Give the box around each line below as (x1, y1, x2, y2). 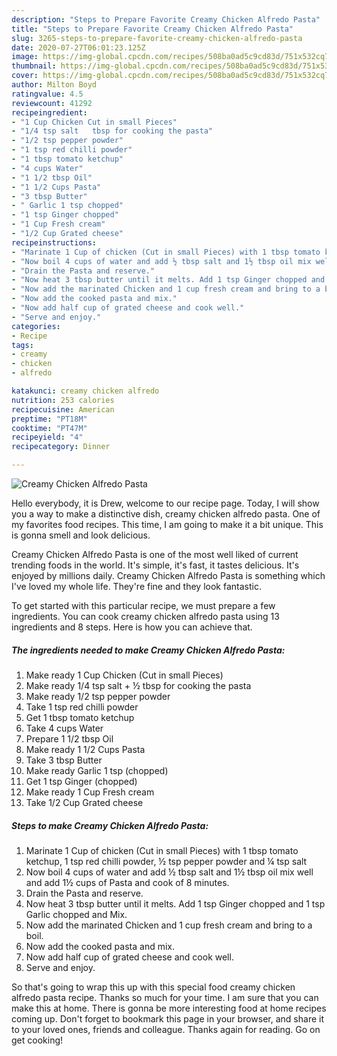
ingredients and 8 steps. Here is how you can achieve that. (11, 621, 253, 633)
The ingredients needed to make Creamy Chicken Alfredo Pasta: (11, 644, 286, 656)
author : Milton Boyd (11, 80, 98, 90)
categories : (11, 321, 61, 331)
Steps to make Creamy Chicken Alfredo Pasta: (11, 819, 209, 831)
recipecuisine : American (11, 404, 115, 415)
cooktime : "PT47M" (11, 423, 88, 433)
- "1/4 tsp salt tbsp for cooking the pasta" (11, 126, 214, 136)
